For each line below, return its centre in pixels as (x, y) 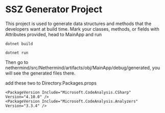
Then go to (17, 62)
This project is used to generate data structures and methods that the (78, 24)
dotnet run (17, 53)
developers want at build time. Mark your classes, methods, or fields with (82, 29)
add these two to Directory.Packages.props (51, 83)
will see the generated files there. (40, 73)
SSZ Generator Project (54, 9)
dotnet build (19, 44)
